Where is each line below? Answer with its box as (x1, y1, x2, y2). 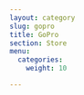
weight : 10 (26, 64, 68, 73)
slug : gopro (9, 22, 55, 31)
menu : (9, 47, 30, 56)
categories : (17, 55, 64, 64)
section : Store (9, 38, 68, 48)
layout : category (9, 13, 76, 23)
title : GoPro (9, 30, 59, 39)
